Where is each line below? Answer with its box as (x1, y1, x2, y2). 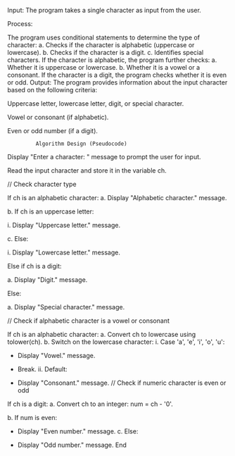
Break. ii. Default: (17, 365, 68, 373)
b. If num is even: (7, 414, 58, 421)
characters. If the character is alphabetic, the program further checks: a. (7, 56, 217, 64)
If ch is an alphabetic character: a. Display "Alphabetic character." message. (7, 194, 227, 202)
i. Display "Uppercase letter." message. (7, 221, 121, 229)
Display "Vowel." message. (17, 352, 96, 359)
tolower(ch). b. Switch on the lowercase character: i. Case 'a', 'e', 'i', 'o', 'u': (7, 338, 225, 346)
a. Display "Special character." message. (7, 303, 125, 311)
